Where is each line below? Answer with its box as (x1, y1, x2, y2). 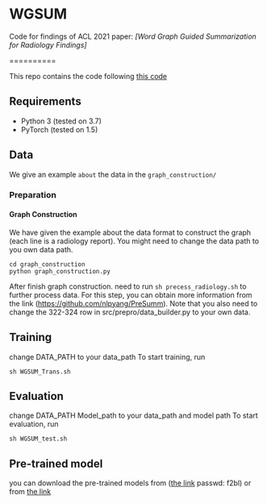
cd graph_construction (9, 260, 86, 269)
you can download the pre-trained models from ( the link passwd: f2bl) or (9, 478, 252, 488)
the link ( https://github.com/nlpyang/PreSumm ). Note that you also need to (9, 298, 258, 308)
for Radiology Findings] (9, 40, 87, 49)
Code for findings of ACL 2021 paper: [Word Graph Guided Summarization (9, 31, 257, 41)
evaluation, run (9, 419, 59, 429)
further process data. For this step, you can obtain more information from (9, 289, 252, 299)
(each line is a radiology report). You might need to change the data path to (9, 235, 260, 246)
